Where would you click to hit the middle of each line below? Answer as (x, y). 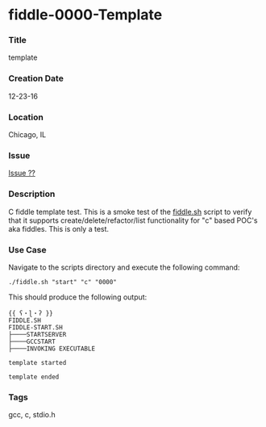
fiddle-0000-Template (85, 15)
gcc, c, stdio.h (32, 415)
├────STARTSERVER (37, 334)
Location (26, 117)
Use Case (27, 249)
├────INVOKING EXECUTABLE (52, 349)
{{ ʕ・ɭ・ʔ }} (31, 313)
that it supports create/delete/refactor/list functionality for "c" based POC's (133, 220)
